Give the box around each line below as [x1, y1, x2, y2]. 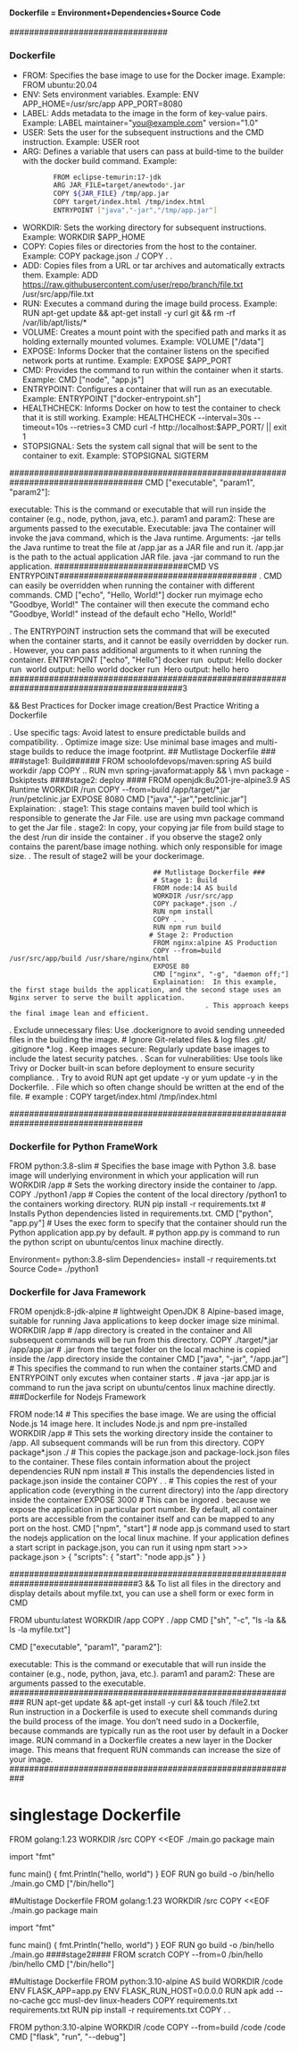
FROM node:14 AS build [153, 883, 238, 892]
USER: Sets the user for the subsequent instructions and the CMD [21, 126, 265, 138]
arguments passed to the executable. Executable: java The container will [9, 523, 276, 533]
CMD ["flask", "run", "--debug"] [9, 2031, 127, 2042]
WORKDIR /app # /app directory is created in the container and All [9, 1325, 253, 1336]
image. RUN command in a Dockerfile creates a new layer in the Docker [9, 1735, 273, 1746]
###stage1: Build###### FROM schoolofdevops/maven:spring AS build [9, 755, 272, 766]
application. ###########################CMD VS [9, 560, 220, 572]
